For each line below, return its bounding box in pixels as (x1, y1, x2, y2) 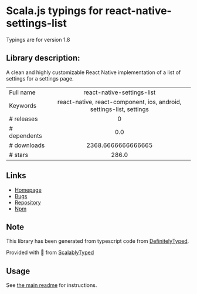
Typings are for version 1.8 (6, 36, 70, 43)
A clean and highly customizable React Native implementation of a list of (6, 69, 181, 76)
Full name (9, 88, 36, 96)
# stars (9, 151, 28, 159)
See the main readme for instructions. (6, 282, 97, 289)
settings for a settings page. (6, 75, 74, 82)
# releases (9, 115, 38, 123)
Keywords (9, 101, 37, 109)
